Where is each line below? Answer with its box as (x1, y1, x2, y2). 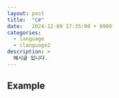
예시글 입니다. (13, 55, 48, 62)
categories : (7, 29, 41, 36)
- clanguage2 (13, 42, 51, 49)
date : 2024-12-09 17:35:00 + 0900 (7, 23, 112, 29)
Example (7, 80, 45, 92)
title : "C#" (7, 16, 45, 23)
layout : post (7, 10, 45, 17)
